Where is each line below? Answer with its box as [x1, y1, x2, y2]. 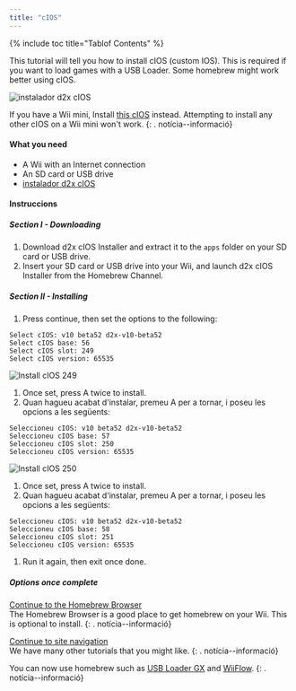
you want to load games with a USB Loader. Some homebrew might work [9, 65, 280, 75]
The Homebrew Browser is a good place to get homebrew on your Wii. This [9, 609, 288, 620]
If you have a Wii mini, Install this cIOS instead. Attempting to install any [9, 109, 274, 119]
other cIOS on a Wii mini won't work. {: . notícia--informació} [9, 118, 233, 129]
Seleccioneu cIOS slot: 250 [9, 440, 115, 449]
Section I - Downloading [9, 219, 101, 230]
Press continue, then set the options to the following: [22, 313, 218, 324]
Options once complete [9, 576, 99, 588]
